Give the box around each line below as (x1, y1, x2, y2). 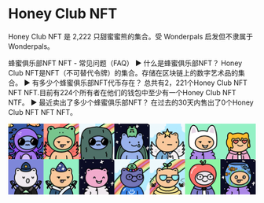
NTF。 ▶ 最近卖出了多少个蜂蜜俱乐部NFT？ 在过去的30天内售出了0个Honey (8, 98, 254, 107)
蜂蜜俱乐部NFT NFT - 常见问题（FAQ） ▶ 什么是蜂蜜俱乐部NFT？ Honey (8, 58, 243, 68)
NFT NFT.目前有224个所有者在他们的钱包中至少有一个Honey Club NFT (8, 87, 237, 97)
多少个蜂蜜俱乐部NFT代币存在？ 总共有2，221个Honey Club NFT (38, 78, 247, 87)
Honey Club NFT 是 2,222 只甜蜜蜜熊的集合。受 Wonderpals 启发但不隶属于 (8, 31, 254, 41)
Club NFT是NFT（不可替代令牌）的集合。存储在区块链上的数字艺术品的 (8, 68, 239, 77)
